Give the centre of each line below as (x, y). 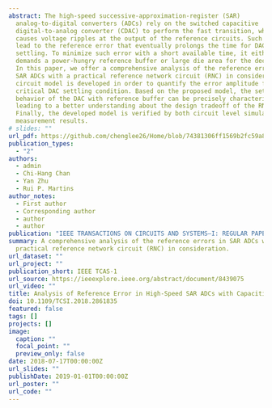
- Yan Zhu (32, 181)
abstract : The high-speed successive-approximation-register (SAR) (125, 16)
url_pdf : (23, 136)
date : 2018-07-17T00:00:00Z (56, 362)
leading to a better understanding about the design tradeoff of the (135, 106)
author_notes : (32, 196)
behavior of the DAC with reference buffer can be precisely (121, 99)
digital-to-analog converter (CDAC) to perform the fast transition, (135, 31)
